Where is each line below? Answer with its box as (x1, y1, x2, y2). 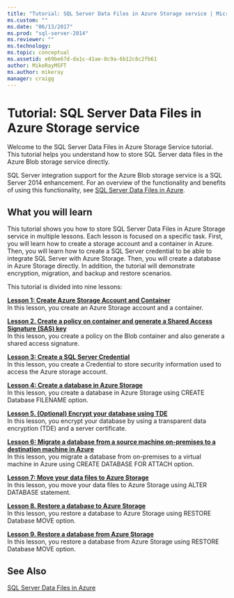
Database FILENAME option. (7, 396, 88, 404)
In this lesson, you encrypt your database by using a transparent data (7, 417, 207, 425)
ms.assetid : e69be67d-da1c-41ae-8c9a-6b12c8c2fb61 (7, 56, 157, 63)
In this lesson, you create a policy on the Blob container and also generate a (7, 332, 225, 340)
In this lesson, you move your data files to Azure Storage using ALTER (7, 481, 208, 489)
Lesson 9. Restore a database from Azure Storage (7, 530, 155, 539)
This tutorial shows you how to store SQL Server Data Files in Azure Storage (7, 224, 226, 233)
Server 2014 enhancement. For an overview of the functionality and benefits (7, 178, 226, 187)
